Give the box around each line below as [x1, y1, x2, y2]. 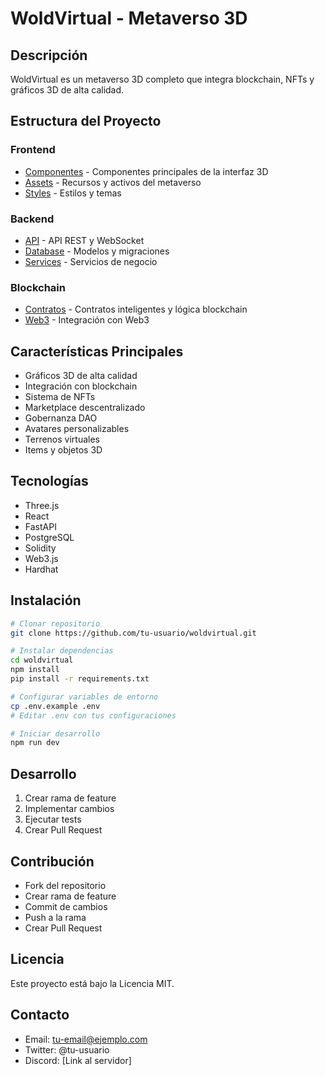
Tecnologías [10, 473, 89, 490]
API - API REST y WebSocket [24, 234, 145, 246]
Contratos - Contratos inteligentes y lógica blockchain [24, 303, 248, 316]
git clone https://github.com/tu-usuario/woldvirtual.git [10, 628, 257, 638]
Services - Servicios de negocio [24, 255, 158, 267]
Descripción [10, 47, 88, 64]
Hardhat [24, 563, 59, 575]
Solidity [24, 542, 57, 554]
